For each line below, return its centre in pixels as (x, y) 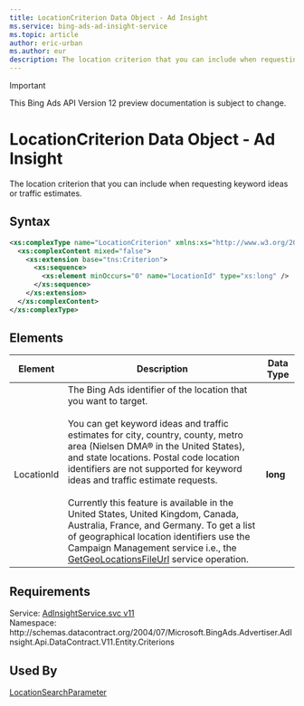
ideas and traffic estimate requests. (142, 480)
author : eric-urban (46, 43)
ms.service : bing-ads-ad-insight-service (89, 26)
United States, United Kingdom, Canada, (153, 514)
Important (28, 85)
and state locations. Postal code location (153, 457)
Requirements (50, 592)
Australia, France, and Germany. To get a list (161, 525)
